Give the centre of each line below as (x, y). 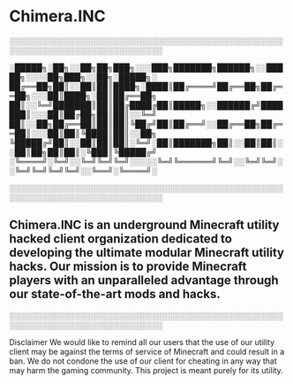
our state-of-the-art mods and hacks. (115, 294)
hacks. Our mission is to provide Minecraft (128, 267)
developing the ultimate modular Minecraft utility (147, 253)
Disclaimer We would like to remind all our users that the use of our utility (142, 342)
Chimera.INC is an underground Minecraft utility (144, 225)
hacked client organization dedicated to (120, 239)
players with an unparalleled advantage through (144, 280)
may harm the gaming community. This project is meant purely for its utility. (146, 370)
